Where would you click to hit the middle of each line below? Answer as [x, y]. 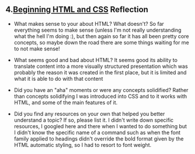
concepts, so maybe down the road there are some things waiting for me [101, 42]
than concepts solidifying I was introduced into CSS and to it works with [100, 96]
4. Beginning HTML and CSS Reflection [77, 10]
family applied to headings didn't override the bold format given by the [99, 138]
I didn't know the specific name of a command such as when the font [97, 132]
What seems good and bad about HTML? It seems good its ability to [95, 60]
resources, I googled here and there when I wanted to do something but [100, 126]
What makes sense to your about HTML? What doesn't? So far [89, 23]
